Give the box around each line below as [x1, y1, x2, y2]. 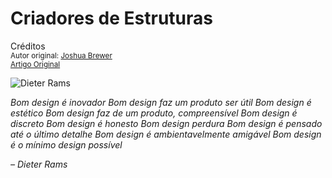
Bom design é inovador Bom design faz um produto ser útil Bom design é [10, 96, 312, 108]
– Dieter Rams [10, 158, 68, 170]
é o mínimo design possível [10, 138, 123, 151]
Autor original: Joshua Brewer [10, 50, 113, 61]
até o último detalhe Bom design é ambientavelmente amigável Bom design [10, 128, 322, 140]
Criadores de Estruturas [10, 7, 213, 30]
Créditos [10, 40, 46, 52]
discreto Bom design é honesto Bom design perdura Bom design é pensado [10, 117, 323, 129]
